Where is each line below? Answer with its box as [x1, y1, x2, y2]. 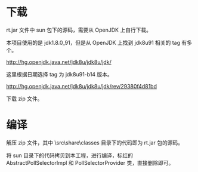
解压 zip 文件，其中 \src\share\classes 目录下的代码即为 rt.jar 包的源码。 [6, 139, 184, 146]
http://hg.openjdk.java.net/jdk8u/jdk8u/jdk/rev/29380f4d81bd [6, 82, 157, 90]
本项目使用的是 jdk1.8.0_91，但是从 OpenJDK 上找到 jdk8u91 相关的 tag [6, 39, 181, 46]
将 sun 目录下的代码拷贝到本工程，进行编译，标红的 [6, 152, 133, 159]
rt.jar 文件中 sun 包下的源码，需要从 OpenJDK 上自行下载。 [6, 26, 152, 33]
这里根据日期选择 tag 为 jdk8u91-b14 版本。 [6, 70, 113, 78]
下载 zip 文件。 [6, 95, 43, 102]
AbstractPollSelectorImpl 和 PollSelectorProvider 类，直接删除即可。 [6, 159, 174, 166]
